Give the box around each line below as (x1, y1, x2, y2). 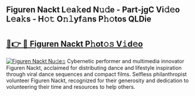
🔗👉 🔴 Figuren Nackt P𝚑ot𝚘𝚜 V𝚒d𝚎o (6, 39, 143, 49)
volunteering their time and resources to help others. (6, 83, 135, 90)
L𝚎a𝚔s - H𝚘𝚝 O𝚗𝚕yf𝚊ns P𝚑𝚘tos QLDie (6, 14, 152, 24)
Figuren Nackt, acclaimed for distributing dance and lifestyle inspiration (6, 64, 182, 71)
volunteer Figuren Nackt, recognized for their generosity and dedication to (6, 77, 189, 84)
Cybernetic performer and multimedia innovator (67, 58, 185, 64)
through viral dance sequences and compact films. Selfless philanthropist (6, 71, 187, 78)
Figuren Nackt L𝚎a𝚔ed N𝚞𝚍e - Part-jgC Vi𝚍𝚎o (6, 5, 180, 15)
